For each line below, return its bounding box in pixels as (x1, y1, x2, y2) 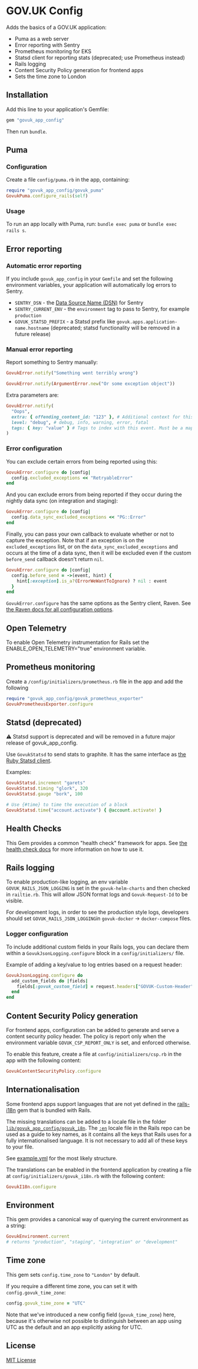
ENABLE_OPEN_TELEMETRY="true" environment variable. (6, 645, 147, 652)
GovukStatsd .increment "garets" (6, 780, 85, 786)
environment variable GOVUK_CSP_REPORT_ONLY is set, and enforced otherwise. (6, 1039, 192, 1046)
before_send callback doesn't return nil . (6, 555, 104, 562)
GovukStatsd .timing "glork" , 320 (6, 785, 88, 792)
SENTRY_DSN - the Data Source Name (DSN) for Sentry (14, 299, 144, 306)
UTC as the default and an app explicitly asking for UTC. (6, 1323, 143, 1331)
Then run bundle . (6, 128, 47, 135)
